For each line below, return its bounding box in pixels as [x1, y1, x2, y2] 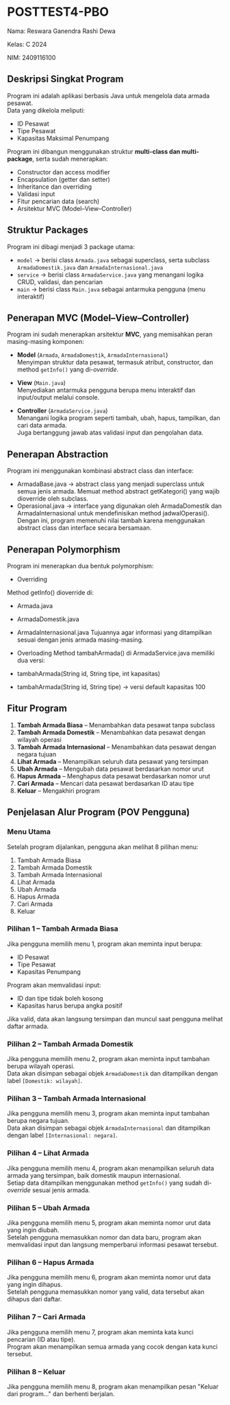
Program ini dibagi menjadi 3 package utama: [7, 242, 135, 251]
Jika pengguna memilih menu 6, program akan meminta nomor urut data [7, 1273, 211, 1281]
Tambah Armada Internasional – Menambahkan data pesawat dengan [16, 743, 217, 751]
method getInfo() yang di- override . [16, 365, 119, 374]
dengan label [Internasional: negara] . [7, 1131, 118, 1139]
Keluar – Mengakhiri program [16, 787, 101, 795]
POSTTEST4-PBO [7, 4, 110, 20]
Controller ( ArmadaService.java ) [16, 406, 108, 415]
